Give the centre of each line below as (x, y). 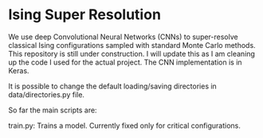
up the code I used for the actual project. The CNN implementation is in (125, 62)
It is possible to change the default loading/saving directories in (112, 86)
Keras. (19, 70)
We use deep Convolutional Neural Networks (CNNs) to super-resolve (123, 37)
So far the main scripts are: (53, 110)
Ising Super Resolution (85, 15)
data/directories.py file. (47, 94)
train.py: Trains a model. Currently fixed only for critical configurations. (125, 125)
